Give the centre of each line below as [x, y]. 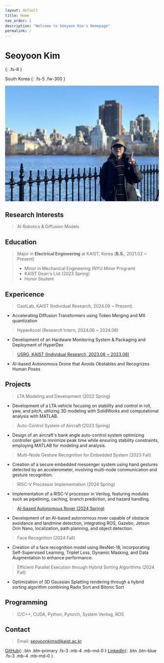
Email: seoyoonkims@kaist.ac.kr [49, 641]
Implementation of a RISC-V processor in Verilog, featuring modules [80, 494]
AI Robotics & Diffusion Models [48, 227]
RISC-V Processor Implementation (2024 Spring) [66, 484]
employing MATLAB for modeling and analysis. [59, 445]
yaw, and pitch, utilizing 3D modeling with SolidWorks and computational [85, 411]
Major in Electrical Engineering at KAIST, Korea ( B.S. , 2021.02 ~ [82, 254]
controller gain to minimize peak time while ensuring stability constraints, [85, 440]
